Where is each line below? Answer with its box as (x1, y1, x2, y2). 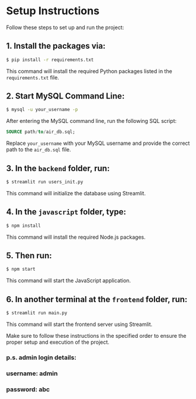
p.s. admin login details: (6, 353, 77, 362)
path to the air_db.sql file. (6, 146, 71, 153)
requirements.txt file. (6, 74, 59, 81)
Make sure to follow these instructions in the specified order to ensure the (6, 332, 187, 339)
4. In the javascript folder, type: (6, 207, 126, 217)
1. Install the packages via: (6, 41, 106, 51)
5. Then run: (6, 251, 52, 261)
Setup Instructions (6, 4, 99, 18)
